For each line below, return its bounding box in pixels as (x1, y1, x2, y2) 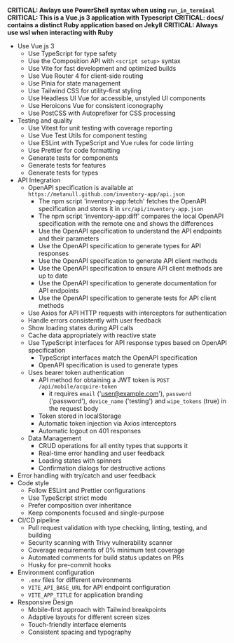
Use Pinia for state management (27, 79, 121, 87)
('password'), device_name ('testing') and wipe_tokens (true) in (48, 397, 226, 405)
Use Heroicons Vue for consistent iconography (27, 102, 164, 109)
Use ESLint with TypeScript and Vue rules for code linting (27, 139, 194, 147)
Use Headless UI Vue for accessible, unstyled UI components (27, 94, 206, 102)
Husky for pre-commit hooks (27, 561, 111, 569)
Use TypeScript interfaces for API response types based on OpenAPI (27, 339, 228, 346)
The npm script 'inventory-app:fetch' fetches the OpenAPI (38, 197, 207, 205)
